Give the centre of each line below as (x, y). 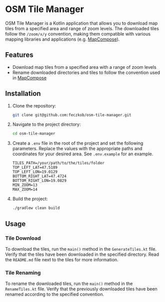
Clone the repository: (34, 106)
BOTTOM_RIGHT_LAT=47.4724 (39, 176)
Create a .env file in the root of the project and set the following (78, 143)
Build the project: (30, 199)
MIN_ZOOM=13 (25, 185)
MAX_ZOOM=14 (25, 189)
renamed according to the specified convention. (54, 294)
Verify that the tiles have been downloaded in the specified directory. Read (82, 254)
